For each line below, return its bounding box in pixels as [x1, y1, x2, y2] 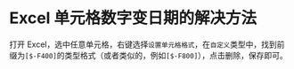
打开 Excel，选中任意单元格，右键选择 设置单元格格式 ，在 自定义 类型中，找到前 [9, 39, 285, 50]
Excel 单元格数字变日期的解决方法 [9, 8, 257, 28]
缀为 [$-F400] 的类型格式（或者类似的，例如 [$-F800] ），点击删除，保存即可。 [9, 50, 288, 60]
